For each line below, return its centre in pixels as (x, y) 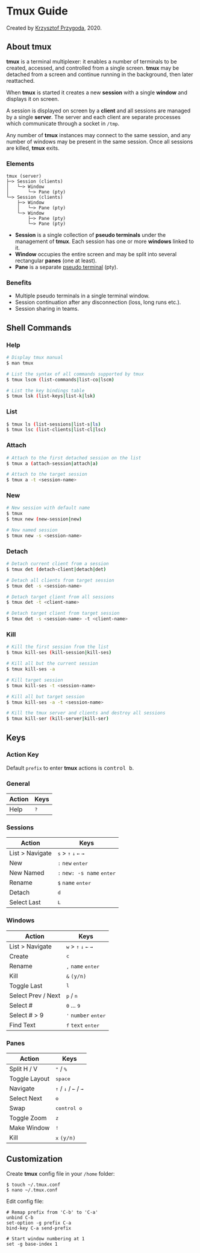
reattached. (20, 80)
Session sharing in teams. (47, 309)
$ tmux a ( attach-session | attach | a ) (52, 464)
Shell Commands (39, 328)
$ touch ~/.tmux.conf (33, 1185)
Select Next (26, 1098)
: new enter (73, 863)
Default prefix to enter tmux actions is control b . (70, 768)
